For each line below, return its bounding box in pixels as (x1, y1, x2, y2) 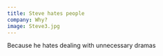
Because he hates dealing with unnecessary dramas (7, 42, 156, 50)
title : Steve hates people (7, 10, 85, 17)
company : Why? (7, 16, 48, 23)
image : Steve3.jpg (7, 23, 60, 29)
